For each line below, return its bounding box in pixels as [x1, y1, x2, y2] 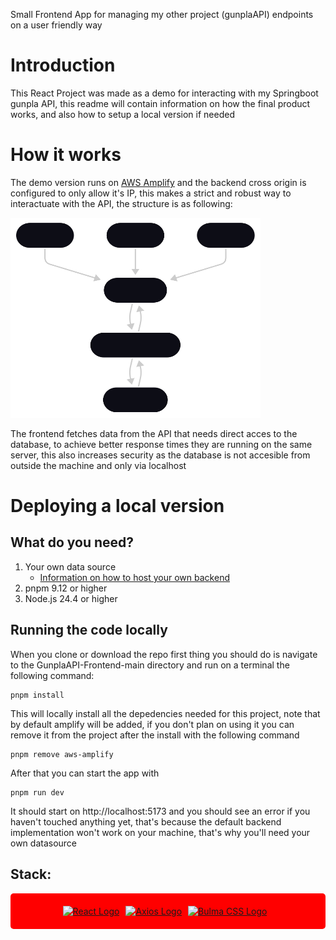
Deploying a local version [10, 495, 225, 518]
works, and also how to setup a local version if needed [10, 108, 235, 120]
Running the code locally [10, 622, 168, 639]
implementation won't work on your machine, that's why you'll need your [10, 826, 311, 838]
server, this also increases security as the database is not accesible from [10, 449, 311, 461]
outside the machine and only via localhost [10, 459, 187, 471]
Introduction [10, 54, 116, 77]
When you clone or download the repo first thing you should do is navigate [10, 648, 318, 660]
